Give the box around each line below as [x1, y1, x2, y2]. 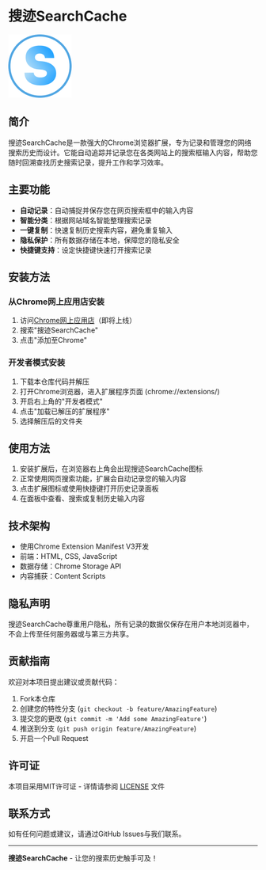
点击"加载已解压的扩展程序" [19, 406, 110, 416]
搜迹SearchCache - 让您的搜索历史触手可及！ [8, 853, 158, 863]
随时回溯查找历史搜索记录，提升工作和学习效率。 [8, 158, 168, 167]
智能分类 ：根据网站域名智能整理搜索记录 [19, 215, 152, 225]
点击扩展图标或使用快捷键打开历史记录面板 [19, 484, 159, 493]
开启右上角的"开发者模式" [19, 397, 103, 406]
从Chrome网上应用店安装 [8, 296, 105, 307]
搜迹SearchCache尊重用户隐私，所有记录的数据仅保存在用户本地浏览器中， [8, 619, 253, 629]
